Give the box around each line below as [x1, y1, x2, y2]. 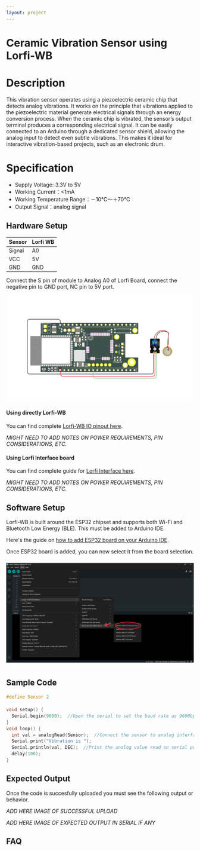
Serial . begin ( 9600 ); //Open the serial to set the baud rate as [11, 713, 177, 719]
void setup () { [6, 707, 44, 713]
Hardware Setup [6, 221, 68, 231]
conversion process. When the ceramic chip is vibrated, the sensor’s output [6, 115, 192, 122]
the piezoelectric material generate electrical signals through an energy [6, 108, 182, 116]
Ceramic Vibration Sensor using [6, 36, 168, 50]
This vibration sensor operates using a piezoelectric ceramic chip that [6, 96, 177, 103]
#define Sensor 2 [6, 694, 49, 700]
